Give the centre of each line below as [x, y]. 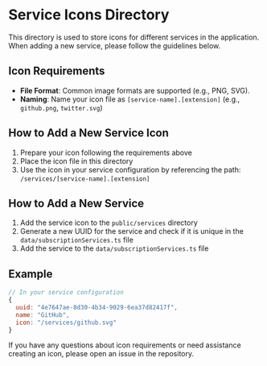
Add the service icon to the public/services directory [109, 223]
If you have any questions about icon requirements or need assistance [125, 345]
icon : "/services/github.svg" [66, 322]
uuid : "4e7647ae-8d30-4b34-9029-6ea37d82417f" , [97, 307]
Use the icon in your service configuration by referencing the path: [130, 169]
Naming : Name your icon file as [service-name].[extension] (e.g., [130, 99]
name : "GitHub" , [43, 315]
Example [31, 274]
